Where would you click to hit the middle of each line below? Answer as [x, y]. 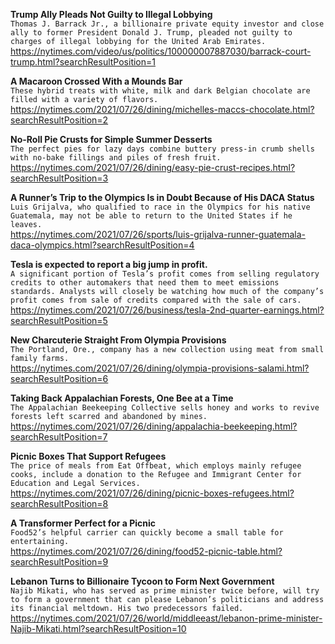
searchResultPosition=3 [59, 178]
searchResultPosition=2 [59, 120]
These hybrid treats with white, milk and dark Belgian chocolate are [160, 91]
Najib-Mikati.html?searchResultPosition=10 [98, 628]
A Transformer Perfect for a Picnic [83, 523]
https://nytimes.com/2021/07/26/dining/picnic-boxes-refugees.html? [152, 493]
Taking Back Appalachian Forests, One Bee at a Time [122, 398]
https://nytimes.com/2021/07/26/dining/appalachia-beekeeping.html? [154, 426]
